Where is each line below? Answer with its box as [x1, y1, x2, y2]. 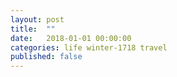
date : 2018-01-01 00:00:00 [10, 33, 132, 43]
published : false [10, 52, 83, 62]
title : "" [10, 24, 56, 34]
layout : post [10, 14, 65, 25]
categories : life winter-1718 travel [10, 42, 168, 53]
